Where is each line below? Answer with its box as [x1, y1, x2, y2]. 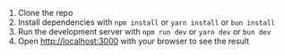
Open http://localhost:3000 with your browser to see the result [17, 35, 250, 46]
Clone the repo [17, 8, 73, 18]
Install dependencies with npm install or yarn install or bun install [17, 17, 276, 27]
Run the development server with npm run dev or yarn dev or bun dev [17, 27, 271, 36]
